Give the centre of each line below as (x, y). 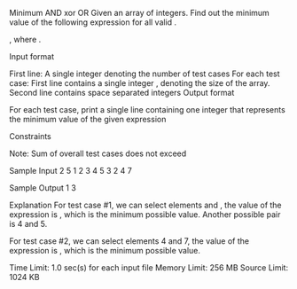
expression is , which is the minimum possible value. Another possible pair (145, 215)
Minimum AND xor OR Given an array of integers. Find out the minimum (140, 13)
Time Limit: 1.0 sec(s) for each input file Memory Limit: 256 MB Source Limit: (149, 268)
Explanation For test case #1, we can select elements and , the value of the (145, 205)
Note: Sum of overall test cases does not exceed (98, 153)
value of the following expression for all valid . (93, 22)
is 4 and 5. (28, 224)
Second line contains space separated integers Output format (122, 93)
